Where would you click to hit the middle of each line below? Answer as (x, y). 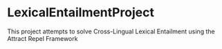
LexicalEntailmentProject (81, 13)
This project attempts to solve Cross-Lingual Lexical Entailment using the (111, 31)
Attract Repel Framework (43, 38)
